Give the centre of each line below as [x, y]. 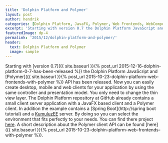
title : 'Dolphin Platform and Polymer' [47, 10]
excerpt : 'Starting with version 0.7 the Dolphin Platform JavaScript [80, 28]
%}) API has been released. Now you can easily [105, 82]
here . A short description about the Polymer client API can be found [75, 124]
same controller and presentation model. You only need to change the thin [81, 92]
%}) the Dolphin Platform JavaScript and [116, 71]
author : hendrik [22, 19]
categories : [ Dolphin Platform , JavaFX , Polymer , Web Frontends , [74, 24]
